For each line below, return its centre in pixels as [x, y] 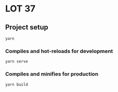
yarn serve [17, 61]
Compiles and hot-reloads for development [59, 51]
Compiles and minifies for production [52, 74]
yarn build [17, 84]
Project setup [27, 27]
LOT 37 [20, 9]
